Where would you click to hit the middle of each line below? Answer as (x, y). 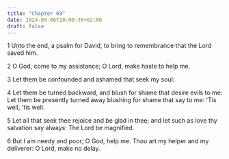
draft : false (26, 26)
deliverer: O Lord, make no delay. (54, 149)
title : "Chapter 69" (37, 13)
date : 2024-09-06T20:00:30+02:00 (55, 20)
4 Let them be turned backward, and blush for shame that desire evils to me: (115, 93)
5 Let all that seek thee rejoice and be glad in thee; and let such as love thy (112, 121)
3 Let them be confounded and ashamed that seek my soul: (91, 79)
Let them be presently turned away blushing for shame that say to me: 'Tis (112, 100)
